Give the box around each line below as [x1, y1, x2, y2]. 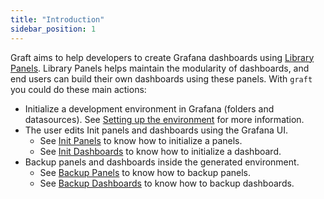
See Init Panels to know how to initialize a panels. [39, 134, 243, 146]
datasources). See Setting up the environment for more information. [24, 113, 305, 125]
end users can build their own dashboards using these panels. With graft [10, 72, 313, 85]
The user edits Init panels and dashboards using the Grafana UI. [24, 124, 288, 136]
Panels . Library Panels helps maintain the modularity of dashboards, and [10, 62, 310, 74]
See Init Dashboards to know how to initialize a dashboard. [39, 145, 282, 157]
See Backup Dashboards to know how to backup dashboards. [39, 177, 295, 189]
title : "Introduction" [10, 14, 105, 25]
